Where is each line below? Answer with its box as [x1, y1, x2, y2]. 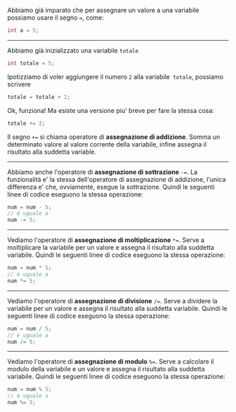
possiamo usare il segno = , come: [7, 13, 104, 22]
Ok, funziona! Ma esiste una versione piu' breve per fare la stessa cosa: [7, 106, 214, 114]
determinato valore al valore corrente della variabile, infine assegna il [7, 140, 207, 148]
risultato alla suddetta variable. [7, 147, 97, 156]
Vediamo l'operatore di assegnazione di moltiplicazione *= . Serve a [7, 236, 205, 244]
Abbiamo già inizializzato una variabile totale [7, 46, 139, 55]
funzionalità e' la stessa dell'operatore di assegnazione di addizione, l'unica [7, 175, 226, 183]
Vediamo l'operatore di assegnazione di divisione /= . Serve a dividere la [7, 296, 218, 305]
